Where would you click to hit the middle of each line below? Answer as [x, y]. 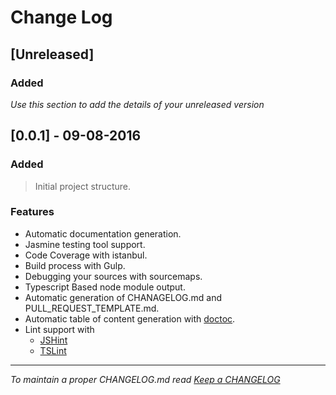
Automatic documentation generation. [103, 233]
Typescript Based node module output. [105, 287]
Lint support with [59, 329]
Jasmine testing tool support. [85, 244]
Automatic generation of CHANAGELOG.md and [123, 297]
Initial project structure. [83, 186]
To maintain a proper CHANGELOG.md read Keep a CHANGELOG [145, 379]
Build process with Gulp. [75, 265]
